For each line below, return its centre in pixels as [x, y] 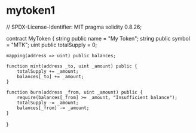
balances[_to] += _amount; [50, 76]
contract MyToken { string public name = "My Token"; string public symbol [98, 38]
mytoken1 [31, 10]
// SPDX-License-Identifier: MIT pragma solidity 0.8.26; [74, 27]
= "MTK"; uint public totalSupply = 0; [52, 45]
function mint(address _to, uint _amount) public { [72, 66]
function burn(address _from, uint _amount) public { [75, 92]
